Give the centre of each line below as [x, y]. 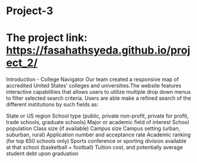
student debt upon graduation [42, 154]
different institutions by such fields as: [52, 105]
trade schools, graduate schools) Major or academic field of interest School [98, 122]
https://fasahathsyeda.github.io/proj [98, 50]
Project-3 [30, 11]
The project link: [47, 38]
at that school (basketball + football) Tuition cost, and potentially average [95, 147]
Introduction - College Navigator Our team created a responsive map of [93, 79]
